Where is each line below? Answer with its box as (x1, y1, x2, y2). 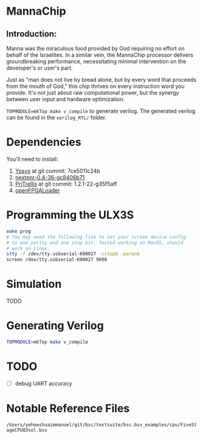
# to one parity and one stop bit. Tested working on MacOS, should (6, 239, 184, 245)
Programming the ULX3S (6, 208, 134, 222)
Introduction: (6, 29, 57, 39)
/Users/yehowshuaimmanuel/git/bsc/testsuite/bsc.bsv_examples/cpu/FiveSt (6, 421, 198, 428)
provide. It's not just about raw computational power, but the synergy (6, 89, 179, 96)
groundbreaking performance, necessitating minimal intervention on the (6, 58, 187, 65)
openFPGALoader (15, 186, 60, 194)
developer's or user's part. (6, 64, 73, 71)
